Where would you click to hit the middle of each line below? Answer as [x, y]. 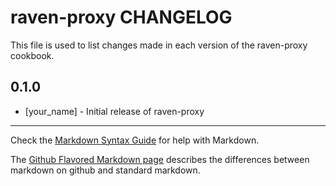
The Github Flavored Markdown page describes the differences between [160, 159]
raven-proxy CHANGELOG [121, 17]
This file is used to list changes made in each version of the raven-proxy [159, 45]
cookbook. [32, 55]
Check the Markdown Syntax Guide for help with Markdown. [135, 140]
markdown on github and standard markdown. [105, 170]
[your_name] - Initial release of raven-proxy [114, 111]
